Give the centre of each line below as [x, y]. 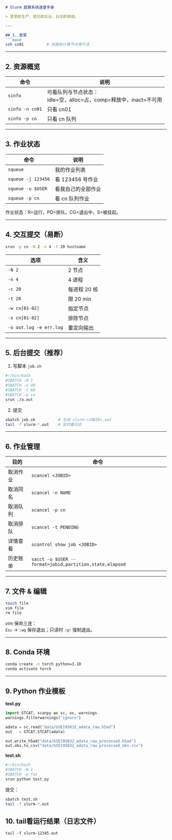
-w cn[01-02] [24, 308]
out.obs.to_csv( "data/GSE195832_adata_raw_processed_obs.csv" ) [74, 746]
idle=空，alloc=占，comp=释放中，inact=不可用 [104, 100]
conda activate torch [28, 669]
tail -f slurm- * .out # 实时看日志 [44, 425]
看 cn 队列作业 [72, 198]
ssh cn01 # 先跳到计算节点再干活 [47, 45]
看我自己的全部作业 [78, 189]
